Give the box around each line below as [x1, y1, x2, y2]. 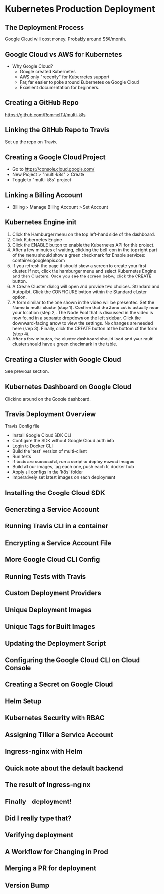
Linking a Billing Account [5, 191, 82, 199]
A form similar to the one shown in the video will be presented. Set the [12, 299, 155, 305]
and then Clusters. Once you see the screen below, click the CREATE [12, 273, 152, 279]
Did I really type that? [5, 814, 72, 823]
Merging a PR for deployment [5, 864, 97, 873]
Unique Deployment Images [5, 606, 92, 614]
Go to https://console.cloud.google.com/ [12, 166, 95, 172]
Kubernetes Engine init [5, 218, 77, 227]
